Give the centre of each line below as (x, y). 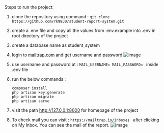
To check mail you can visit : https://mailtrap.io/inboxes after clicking (85, 120)
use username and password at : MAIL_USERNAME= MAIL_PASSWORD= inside (85, 64)
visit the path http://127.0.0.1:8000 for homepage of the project (75, 110)
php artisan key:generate (38, 93)
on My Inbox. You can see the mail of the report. (60, 125)
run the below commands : (39, 79)
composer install (29, 88)
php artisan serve (30, 101)
